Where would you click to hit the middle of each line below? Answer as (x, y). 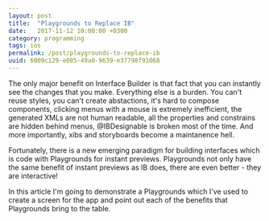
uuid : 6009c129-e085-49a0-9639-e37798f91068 (84, 61)
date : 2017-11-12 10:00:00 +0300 (68, 31)
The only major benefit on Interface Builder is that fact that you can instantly (135, 83)
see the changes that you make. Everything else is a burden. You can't (125, 92)
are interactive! (33, 176)
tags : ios (25, 46)
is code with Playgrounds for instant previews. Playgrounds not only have (130, 158)
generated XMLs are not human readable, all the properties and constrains (132, 117)
